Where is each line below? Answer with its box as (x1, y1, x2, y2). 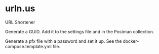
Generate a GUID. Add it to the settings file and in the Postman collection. (5, 28, 155, 34)
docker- (122, 38, 139, 44)
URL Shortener (5, 19, 36, 25)
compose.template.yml (5, 43, 52, 49)
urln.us (5, 3, 36, 14)
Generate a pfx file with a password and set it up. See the (5, 38, 122, 44)
